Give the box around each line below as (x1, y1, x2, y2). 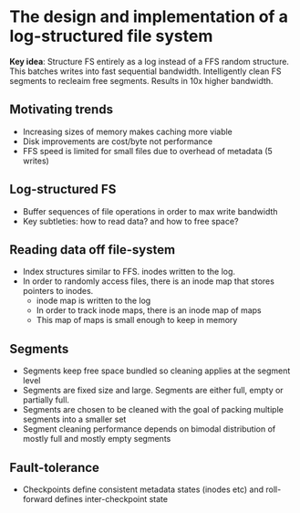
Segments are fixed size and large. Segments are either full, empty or (22, 385, 284, 396)
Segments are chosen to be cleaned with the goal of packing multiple (22, 404, 284, 415)
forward (22, 494, 53, 504)
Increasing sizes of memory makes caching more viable (22, 126, 233, 137)
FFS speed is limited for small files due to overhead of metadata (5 (22, 145, 274, 156)
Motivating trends (9, 102, 114, 118)
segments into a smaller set (22, 414, 127, 425)
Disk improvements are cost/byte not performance (22, 135, 212, 147)
